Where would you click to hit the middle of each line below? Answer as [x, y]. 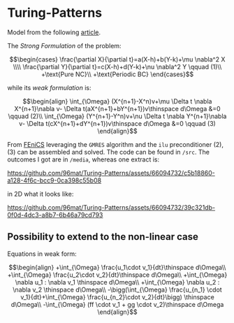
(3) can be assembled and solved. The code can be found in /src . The [108, 152]
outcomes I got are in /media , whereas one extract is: [83, 159]
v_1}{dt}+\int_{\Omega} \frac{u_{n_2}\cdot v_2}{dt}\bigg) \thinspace [117, 297]
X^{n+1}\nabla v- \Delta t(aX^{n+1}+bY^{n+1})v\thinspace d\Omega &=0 [117, 108]
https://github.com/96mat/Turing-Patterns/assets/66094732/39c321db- [111, 207]
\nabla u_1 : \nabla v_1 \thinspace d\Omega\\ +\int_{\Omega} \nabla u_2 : [117, 282]
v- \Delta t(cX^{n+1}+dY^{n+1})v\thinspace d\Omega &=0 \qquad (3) [117, 123]
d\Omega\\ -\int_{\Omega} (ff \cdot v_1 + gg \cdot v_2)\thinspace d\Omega [117, 304]
